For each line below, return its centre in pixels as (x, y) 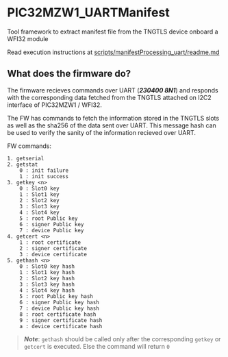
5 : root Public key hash (56, 296)
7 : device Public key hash (59, 308)
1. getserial (26, 158)
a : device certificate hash (61, 326)
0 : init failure (44, 170)
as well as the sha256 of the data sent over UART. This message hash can (112, 125)
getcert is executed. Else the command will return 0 (97, 346)
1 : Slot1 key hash (47, 272)
